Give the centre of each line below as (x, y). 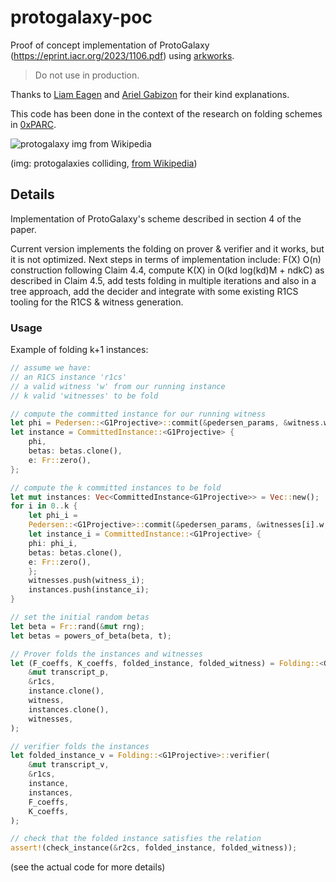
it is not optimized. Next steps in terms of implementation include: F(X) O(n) (166, 259)
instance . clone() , (66, 691)
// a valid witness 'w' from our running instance (118, 386)
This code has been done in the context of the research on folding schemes (166, 113)
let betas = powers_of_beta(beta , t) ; (91, 636)
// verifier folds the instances (80, 746)
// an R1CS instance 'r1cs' (69, 377)
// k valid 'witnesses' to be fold (84, 396)
